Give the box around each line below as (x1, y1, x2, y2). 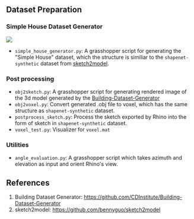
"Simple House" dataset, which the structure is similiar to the (14, 53, 164, 61)
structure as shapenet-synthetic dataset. (14, 107, 115, 114)
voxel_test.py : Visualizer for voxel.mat (14, 126, 110, 133)
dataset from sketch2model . (40, 59, 110, 67)
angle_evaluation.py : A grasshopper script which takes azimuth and (14, 154, 183, 161)
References (6, 177, 50, 188)
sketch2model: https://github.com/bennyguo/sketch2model (14, 206, 161, 213)
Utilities (6, 141, 29, 149)
